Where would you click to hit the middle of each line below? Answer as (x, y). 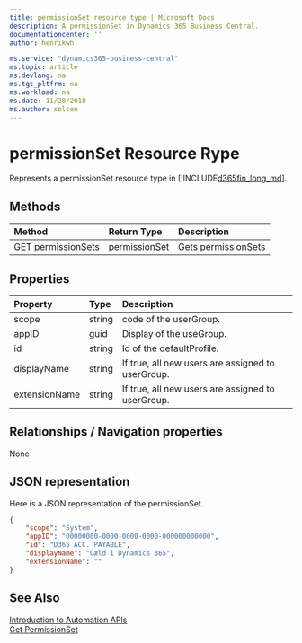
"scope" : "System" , (62, 528)
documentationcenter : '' (56, 34)
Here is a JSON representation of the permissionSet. (107, 503)
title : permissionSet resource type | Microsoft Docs (112, 18)
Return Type (135, 232)
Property (33, 304)
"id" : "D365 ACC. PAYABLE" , (78, 545)
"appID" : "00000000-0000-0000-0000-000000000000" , (122, 537)
